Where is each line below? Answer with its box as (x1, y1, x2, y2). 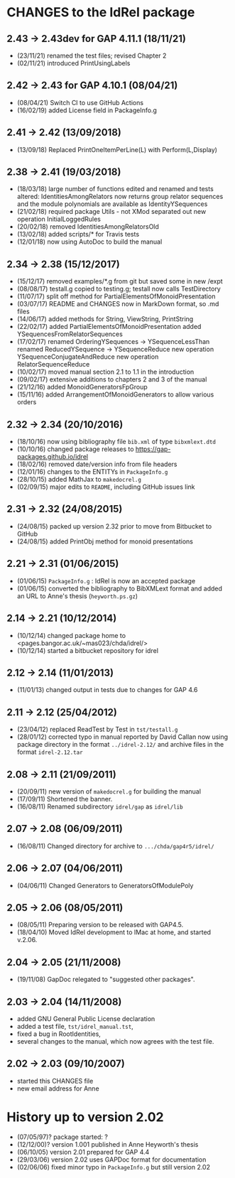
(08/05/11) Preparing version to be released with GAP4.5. (16, 921, 184, 929)
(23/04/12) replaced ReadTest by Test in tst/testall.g (16, 725, 178, 734)
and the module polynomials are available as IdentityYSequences (16, 200, 208, 208)
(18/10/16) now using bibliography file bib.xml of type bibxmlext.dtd (16, 438, 216, 446)
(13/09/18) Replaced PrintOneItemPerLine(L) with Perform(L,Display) (16, 145, 218, 153)
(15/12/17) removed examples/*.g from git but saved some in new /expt (16, 277, 223, 286)
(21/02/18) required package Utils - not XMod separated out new (16, 207, 207, 216)
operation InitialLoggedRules (16, 215, 101, 224)
